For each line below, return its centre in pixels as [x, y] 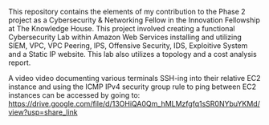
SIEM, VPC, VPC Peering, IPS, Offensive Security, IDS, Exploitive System [128, 46]
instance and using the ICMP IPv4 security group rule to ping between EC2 [132, 87]
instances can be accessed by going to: [74, 95]
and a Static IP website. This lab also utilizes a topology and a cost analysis [132, 54]
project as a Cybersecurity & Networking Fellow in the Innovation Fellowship [134, 20]
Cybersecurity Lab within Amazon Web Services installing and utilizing [125, 37]
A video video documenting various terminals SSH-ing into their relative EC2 [134, 78]
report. [20, 62]
